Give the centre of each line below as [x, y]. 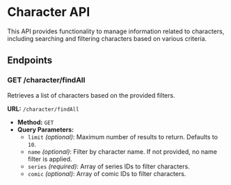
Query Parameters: [46, 130]
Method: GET [35, 122]
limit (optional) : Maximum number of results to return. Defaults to [122, 136]
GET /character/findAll [46, 80]
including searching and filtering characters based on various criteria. [107, 38]
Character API [49, 12]
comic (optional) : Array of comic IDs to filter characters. [107, 173]
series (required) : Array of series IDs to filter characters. [109, 166]
